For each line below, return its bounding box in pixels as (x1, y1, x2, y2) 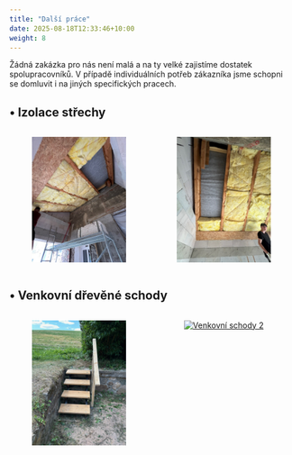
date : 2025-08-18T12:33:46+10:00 (9, 23, 135, 33)
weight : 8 (9, 33, 47, 42)
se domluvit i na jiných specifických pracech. (9, 78, 177, 89)
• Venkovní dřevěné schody (9, 288, 169, 304)
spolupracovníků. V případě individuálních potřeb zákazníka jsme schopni (9, 68, 284, 80)
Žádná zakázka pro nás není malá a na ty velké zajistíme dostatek (9, 59, 252, 70)
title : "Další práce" (9, 14, 91, 23)
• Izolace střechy (9, 105, 106, 120)
